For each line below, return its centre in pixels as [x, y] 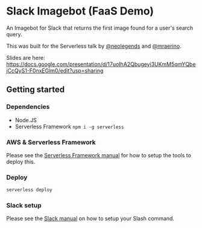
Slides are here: [26, 57]
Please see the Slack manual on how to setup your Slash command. [90, 218]
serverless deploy [29, 190]
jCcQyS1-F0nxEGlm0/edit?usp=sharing [55, 70]
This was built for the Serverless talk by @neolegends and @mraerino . [94, 46]
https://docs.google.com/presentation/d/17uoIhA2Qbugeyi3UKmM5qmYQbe [101, 64]
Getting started [36, 90]
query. [14, 34]
